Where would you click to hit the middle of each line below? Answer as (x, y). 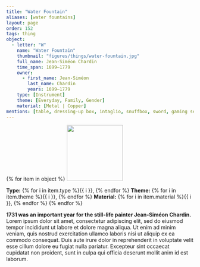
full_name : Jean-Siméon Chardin (57, 61)
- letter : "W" (29, 45)
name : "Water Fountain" (46, 51)
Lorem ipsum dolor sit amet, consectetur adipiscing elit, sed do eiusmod (95, 221)
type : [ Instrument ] (41, 95)
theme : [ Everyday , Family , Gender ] (61, 100)
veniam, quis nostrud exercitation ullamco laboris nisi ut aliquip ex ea (90, 234)
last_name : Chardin (52, 84)
